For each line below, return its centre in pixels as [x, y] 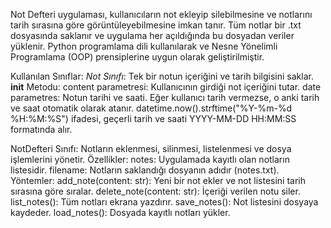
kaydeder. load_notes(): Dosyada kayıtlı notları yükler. [120, 212]
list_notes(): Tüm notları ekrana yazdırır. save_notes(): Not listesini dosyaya [164, 202]
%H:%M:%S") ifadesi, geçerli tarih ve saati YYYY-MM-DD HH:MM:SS [153, 118]
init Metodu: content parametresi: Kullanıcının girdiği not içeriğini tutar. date [166, 87]
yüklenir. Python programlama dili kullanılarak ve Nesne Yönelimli [144, 46]
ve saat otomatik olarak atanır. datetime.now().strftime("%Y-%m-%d [151, 108]
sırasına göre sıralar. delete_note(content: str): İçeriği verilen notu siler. [155, 191]
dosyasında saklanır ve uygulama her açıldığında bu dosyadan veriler [152, 35]
